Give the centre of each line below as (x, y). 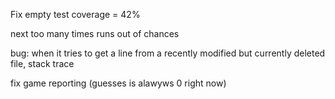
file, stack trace (42, 63)
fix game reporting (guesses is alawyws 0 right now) (118, 83)
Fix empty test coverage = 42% (75, 14)
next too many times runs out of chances (95, 33)
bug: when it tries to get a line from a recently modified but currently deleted (168, 53)
